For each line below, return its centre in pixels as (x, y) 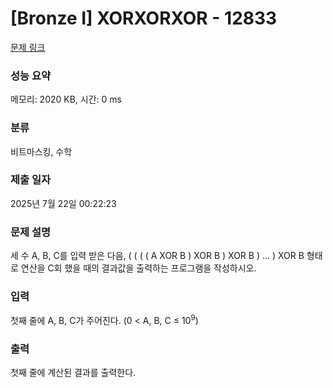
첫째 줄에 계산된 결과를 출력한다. (73, 373)
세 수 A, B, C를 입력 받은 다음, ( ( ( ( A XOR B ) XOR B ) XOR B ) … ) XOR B (157, 256)
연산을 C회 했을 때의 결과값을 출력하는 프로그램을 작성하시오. (138, 268)
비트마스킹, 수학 (41, 151)
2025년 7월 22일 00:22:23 (63, 203)
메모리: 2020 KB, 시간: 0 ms (66, 99)
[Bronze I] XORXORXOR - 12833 (144, 18)
